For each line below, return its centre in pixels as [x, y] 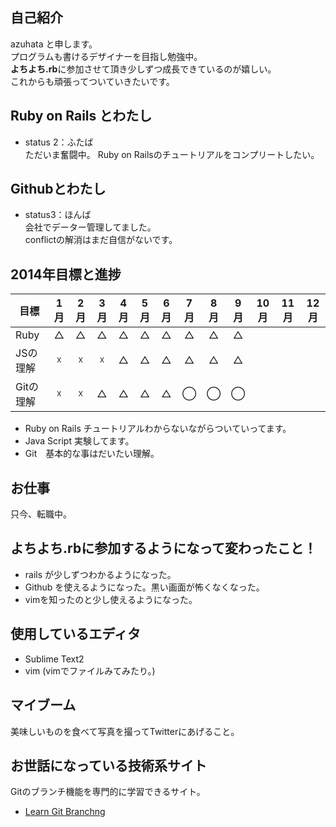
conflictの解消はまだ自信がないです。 [101, 240]
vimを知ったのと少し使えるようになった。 [111, 599]
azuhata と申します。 [54, 44]
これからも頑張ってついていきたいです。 [92, 81]
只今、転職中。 [41, 514]
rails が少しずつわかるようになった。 [100, 574]
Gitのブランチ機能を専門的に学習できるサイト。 [108, 792]
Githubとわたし [58, 189]
